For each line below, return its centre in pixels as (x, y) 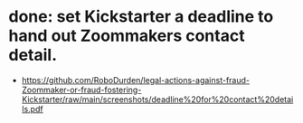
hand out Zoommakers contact (127, 36)
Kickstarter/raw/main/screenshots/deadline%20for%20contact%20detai (157, 99)
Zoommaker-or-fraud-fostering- (81, 90)
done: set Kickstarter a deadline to (141, 17)
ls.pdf (32, 109)
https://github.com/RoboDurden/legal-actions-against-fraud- (136, 80)
